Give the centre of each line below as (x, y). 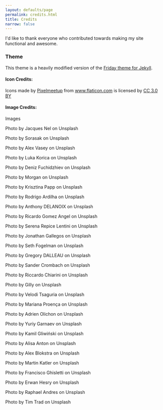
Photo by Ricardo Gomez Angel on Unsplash (51, 216)
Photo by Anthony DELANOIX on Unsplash (49, 206)
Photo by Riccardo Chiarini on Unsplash (47, 275)
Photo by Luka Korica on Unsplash (41, 157)
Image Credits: (21, 107)
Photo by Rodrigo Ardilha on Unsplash (45, 197)
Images (13, 119)
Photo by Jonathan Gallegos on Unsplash (48, 236)
